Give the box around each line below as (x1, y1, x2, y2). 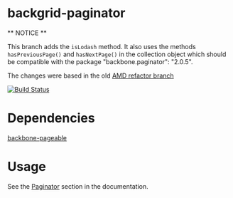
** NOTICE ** (7, 28, 48, 37)
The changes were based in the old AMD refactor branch (7, 71, 174, 80)
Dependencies (7, 110, 95, 126)
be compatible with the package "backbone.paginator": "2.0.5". (7, 57, 193, 66)
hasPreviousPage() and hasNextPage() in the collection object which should (7, 50, 227, 58)
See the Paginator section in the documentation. (7, 182, 148, 190)
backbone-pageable (7, 133, 67, 142)
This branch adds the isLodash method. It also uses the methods (7, 42, 197, 51)
